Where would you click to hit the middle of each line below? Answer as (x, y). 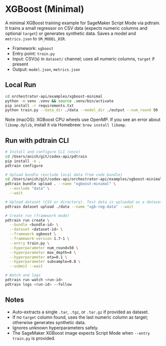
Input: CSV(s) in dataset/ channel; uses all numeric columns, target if (83, 58)
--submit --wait (26, 266)
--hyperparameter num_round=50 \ (44, 248)
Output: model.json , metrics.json (46, 69)
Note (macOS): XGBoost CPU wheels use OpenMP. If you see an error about (83, 119)
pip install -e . (23, 161)
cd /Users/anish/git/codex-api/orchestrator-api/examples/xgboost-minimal (84, 179)
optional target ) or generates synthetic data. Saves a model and (70, 33)
